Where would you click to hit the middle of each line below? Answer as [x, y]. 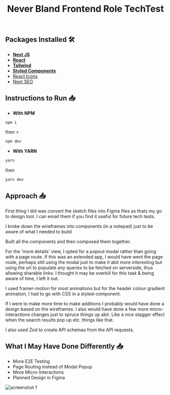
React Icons [25, 76]
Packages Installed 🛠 [40, 39]
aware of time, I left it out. [32, 278]
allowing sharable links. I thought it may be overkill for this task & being [80, 273]
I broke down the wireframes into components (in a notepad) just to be [79, 226]
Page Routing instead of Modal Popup [52, 366]
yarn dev [15, 180]
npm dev [13, 141]
